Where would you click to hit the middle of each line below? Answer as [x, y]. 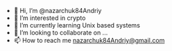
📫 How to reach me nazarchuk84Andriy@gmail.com [89, 40]
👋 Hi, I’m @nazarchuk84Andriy [58, 11]
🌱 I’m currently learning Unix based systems [77, 25]
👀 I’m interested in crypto [50, 18]
